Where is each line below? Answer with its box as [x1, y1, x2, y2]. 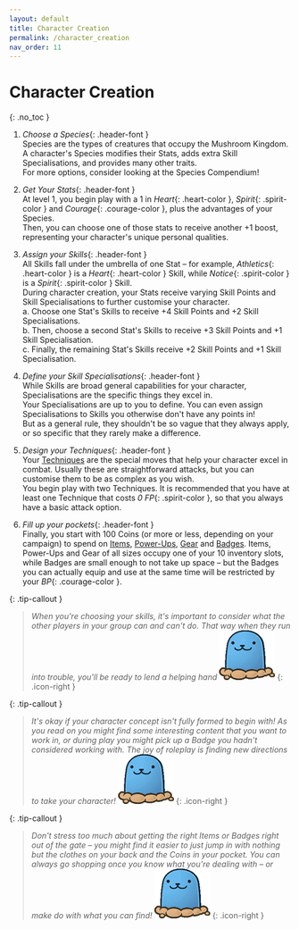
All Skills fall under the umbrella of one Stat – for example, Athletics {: [21, 259, 275, 270]
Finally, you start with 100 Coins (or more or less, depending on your [21, 529, 274, 540]
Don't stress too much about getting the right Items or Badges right [30, 831, 279, 841]
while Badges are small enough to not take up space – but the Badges [21, 557, 279, 568]
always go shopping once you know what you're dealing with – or [30, 858, 274, 870]
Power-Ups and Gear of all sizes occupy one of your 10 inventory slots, [21, 548, 284, 558]
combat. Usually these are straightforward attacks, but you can [21, 464, 254, 475]
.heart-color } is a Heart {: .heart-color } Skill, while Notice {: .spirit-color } [21, 268, 290, 279]
